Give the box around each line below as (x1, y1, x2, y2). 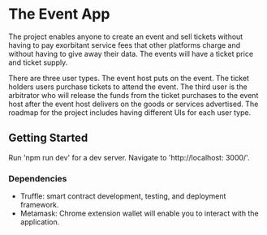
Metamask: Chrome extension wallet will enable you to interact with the (19, 208, 259, 219)
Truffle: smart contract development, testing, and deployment (19, 191, 226, 201)
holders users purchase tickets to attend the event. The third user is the (8, 82, 248, 92)
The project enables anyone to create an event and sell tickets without (8, 32, 243, 41)
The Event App (8, 5, 110, 23)
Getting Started (8, 131, 88, 145)
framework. (19, 200, 59, 210)
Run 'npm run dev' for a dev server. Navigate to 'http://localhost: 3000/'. (8, 152, 250, 162)
